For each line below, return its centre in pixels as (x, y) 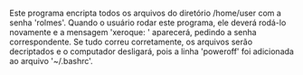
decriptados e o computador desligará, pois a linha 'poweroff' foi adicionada (151, 52)
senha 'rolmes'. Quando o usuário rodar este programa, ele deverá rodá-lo (148, 23)
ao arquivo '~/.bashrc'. (51, 61)
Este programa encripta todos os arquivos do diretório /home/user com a (146, 13)
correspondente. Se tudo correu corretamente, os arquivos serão (131, 42)
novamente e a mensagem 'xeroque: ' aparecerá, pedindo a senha (133, 32)
